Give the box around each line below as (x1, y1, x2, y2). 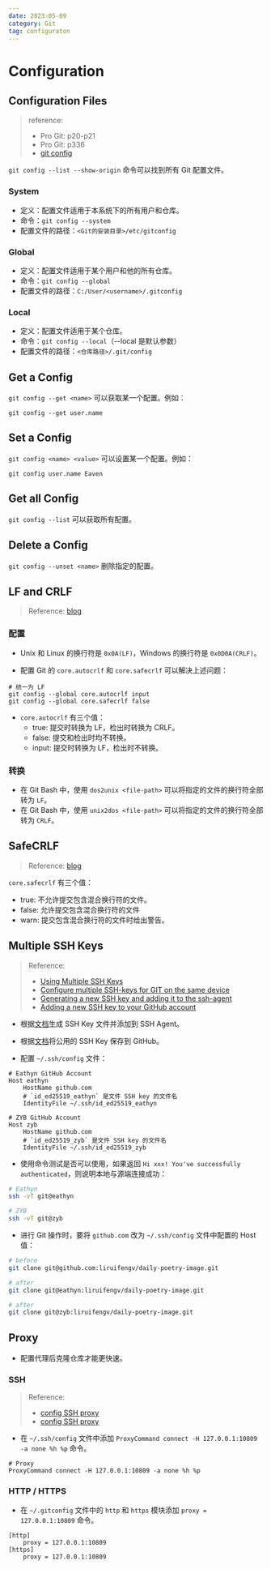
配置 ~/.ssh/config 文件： (19, 1053, 108, 1062)
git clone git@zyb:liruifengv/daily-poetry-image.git (8, 1308, 194, 1317)
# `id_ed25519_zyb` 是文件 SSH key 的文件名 (23, 1136, 167, 1144)
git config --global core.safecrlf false (8, 697, 150, 705)
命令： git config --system (19, 216, 111, 225)
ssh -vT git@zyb (8, 1215, 63, 1223)
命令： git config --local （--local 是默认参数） (19, 336, 181, 346)
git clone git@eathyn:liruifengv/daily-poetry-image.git (8, 1286, 205, 1294)
